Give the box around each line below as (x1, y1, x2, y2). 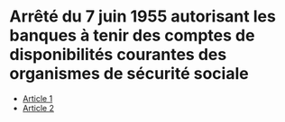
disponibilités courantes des (9, 45, 227, 65)
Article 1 (22, 92, 53, 104)
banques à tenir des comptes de (9, 25, 255, 46)
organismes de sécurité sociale (9, 64, 250, 84)
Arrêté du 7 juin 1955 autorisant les (9, 6, 277, 27)
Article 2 (22, 102, 54, 113)
